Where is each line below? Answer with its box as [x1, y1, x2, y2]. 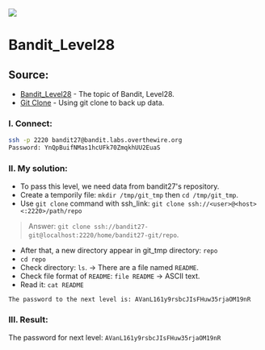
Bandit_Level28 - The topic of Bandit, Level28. [19, 90, 175, 99]
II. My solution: [8, 163, 69, 174]
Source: [8, 68, 49, 81]
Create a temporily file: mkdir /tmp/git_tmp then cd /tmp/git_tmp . [19, 190, 239, 199]
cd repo [19, 255, 46, 264]
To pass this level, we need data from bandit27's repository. [19, 181, 220, 191]
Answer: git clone [27, 221, 91, 231]
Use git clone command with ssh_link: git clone [19, 198, 185, 208]
